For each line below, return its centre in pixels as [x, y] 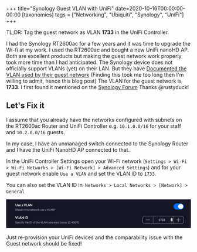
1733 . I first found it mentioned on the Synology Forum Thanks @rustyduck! [98, 87]
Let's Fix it [26, 106]
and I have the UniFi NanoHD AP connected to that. [68, 149]
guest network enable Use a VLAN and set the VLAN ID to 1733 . [81, 173]
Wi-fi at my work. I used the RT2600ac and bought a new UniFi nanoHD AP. [98, 50]
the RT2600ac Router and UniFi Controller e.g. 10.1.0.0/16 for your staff [94, 126]
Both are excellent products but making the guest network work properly [94, 56]
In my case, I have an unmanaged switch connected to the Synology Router [97, 144]
